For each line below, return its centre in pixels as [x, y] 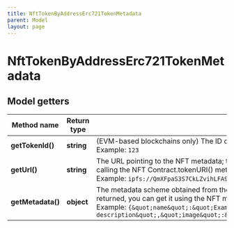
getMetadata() [36, 202]
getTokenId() [32, 145]
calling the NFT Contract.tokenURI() [155, 170]
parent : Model [28, 20]
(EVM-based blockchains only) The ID [159, 141]
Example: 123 [118, 150]
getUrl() [24, 170]
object [77, 202]
